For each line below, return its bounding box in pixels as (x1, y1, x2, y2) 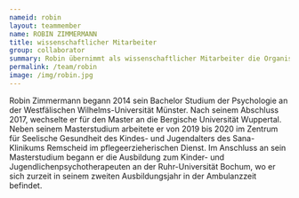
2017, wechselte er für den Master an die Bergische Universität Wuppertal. (9, 114, 282, 124)
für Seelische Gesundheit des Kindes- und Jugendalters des (9, 132, 231, 143)
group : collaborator (9, 46, 86, 55)
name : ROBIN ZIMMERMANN (9, 29, 98, 38)
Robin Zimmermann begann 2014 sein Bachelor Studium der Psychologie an (9, 95, 288, 106)
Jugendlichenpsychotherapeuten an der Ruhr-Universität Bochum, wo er (9, 161, 276, 171)
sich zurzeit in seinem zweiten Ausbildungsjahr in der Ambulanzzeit (9, 170, 257, 181)
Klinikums (9, 142, 45, 153)
